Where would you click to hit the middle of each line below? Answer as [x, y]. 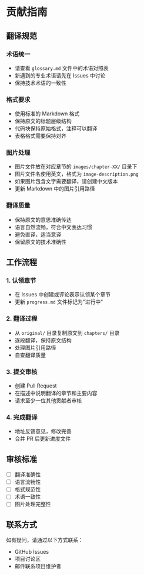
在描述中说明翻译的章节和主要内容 [56, 393]
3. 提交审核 [22, 372]
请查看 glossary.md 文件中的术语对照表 [61, 68]
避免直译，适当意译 [38, 234]
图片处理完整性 [33, 504]
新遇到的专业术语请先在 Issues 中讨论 [60, 75]
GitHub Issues [31, 552]
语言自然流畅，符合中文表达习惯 [53, 227]
